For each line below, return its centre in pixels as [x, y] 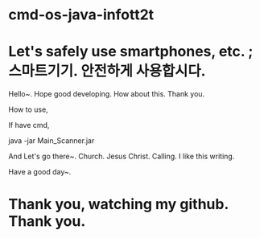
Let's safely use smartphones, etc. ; [131, 52]
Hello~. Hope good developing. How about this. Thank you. [107, 94]
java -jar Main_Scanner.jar [52, 141]
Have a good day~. [40, 172]
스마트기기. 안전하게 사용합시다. [107, 71]
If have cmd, [29, 125]
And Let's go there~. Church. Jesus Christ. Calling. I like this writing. [122, 156]
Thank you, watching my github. [119, 205]
